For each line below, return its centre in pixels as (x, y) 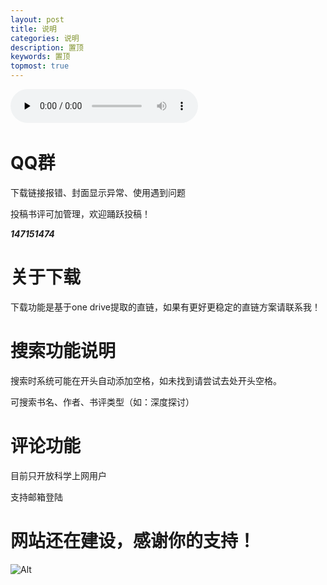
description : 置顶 (47, 47)
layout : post (37, 19)
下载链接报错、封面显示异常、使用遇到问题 (98, 192)
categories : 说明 (45, 38)
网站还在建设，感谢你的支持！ (133, 540)
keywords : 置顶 (40, 57)
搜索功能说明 (63, 351)
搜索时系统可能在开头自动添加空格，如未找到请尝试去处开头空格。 (146, 380)
